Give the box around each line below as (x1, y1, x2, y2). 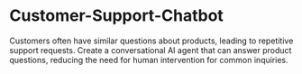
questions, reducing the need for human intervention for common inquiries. (9, 54, 288, 65)
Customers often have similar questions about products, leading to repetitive (9, 35, 294, 46)
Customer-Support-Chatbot (9, 5, 224, 26)
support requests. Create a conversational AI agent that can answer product (9, 44, 292, 55)
